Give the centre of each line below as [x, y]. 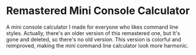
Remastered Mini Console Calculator [98, 11]
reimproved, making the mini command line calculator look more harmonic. [97, 46]
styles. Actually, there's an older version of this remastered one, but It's [93, 33]
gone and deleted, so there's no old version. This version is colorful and [94, 39]
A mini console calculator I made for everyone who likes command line [92, 27]
